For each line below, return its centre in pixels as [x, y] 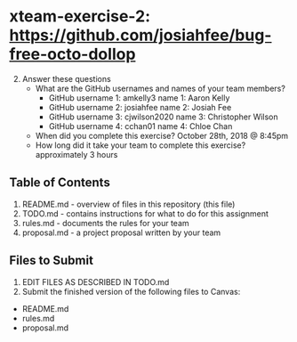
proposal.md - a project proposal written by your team [121, 232]
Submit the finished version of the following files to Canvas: [131, 291]
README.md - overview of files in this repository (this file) [128, 204]
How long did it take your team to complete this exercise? [140, 145]
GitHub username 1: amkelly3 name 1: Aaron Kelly [139, 98]
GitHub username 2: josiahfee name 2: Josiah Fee [140, 107]
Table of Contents [60, 183]
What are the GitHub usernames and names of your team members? [161, 88]
